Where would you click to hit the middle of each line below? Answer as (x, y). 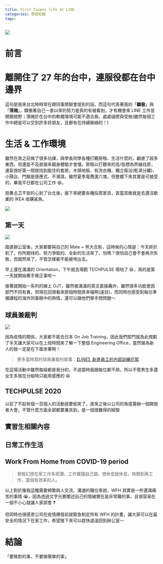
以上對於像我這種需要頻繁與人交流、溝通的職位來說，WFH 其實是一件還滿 (79, 490)
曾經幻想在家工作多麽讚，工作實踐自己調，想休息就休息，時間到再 (83, 474)
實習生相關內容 (27, 427)
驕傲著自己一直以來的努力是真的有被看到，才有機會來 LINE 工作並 (90, 110)
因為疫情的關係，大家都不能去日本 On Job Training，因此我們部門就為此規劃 (81, 337)
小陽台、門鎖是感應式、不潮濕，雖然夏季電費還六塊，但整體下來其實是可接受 (81, 176)
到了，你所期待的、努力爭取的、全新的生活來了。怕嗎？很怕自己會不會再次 (79, 253)
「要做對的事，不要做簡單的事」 (37, 557)
